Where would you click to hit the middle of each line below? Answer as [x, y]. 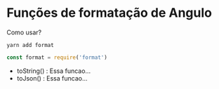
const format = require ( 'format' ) [57, 57]
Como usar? [24, 32]
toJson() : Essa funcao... [52, 78]
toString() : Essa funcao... [54, 71]
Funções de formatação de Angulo [109, 13]
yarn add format [30, 45]
